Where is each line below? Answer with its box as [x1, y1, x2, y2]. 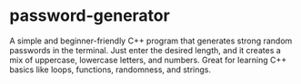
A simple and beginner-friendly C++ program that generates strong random [9, 35, 293, 46]
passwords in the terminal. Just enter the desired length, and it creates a [9, 44, 282, 55]
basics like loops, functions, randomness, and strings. [9, 64, 212, 75]
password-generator [9, 5, 170, 26]
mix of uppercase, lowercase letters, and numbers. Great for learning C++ [9, 54, 287, 65]
